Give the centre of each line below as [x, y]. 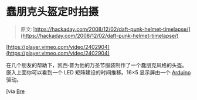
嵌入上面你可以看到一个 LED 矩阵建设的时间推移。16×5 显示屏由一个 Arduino [98, 72]
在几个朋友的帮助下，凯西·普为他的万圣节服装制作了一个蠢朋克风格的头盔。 [97, 65]
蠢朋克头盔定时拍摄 [52, 12]
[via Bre [16, 91]
